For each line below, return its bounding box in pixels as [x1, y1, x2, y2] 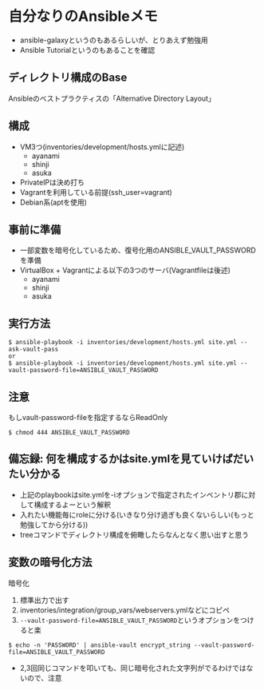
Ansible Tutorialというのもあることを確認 [19, 45, 156, 54]
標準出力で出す [19, 595, 69, 605]
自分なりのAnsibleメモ [8, 7, 158, 26]
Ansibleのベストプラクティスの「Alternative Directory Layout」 [8, 93, 215, 103]
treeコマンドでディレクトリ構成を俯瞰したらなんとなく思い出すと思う [19, 529, 250, 539]
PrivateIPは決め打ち [19, 177, 85, 187]
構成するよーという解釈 [33, 500, 112, 510]
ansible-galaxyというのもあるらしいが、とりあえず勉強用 [19, 35, 209, 45]
